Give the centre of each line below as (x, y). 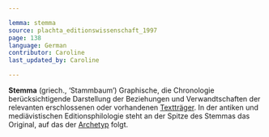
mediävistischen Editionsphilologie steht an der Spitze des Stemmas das (129, 116)
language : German (38, 45)
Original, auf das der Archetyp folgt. (68, 125)
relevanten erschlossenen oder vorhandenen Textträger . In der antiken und (134, 107)
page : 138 (25, 38)
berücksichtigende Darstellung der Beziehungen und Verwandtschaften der (134, 99)
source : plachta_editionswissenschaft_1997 (83, 30)
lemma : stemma (32, 23)
